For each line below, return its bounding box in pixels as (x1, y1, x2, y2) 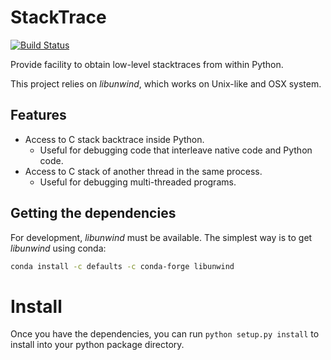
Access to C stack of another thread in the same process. (24, 165, 263, 177)
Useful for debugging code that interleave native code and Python (39, 144, 313, 156)
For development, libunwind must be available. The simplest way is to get (10, 231, 313, 243)
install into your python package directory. (10, 339, 185, 351)
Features (10, 107, 67, 124)
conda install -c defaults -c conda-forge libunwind (10, 261, 235, 271)
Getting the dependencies (10, 205, 177, 222)
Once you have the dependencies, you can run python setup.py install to (10, 328, 320, 340)
